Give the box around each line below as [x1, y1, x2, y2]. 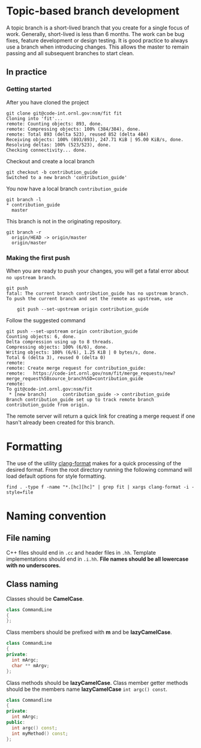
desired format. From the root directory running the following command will [6, 466, 192, 473]
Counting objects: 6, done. [6, 333, 77, 340]
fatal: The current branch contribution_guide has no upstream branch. [6, 290, 189, 297]
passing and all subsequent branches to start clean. [6, 49, 134, 56]
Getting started [6, 85, 52, 94]
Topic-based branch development [6, 4, 180, 18]
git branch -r [6, 229, 42, 235]
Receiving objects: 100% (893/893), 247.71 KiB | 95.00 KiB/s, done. [6, 136, 184, 142]
